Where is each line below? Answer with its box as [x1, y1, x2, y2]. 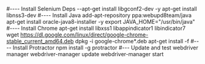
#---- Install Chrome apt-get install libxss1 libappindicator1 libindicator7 [6, 24, 186, 32]
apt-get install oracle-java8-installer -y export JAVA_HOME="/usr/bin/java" [6, 18, 196, 25]
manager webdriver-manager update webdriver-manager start [6, 51, 164, 57]
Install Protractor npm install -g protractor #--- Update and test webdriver [12, 44, 199, 51]
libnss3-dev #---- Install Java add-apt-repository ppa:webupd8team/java [6, 12, 192, 19]
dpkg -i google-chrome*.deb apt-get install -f [75, 38, 190, 44]
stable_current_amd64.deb [6, 38, 74, 44]
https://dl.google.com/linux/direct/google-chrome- [20, 31, 149, 38]
